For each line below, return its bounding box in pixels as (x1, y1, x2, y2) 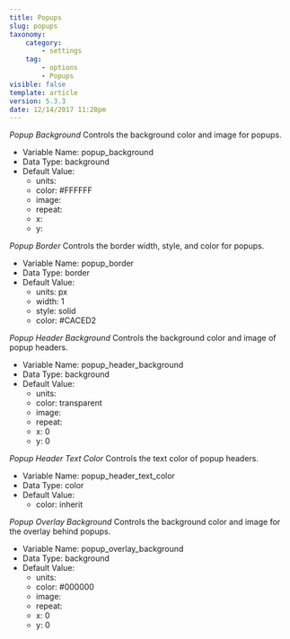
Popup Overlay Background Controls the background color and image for (9, 517, 281, 528)
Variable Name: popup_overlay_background (22, 544, 184, 555)
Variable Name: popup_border (22, 258, 135, 269)
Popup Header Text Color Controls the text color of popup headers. (9, 453, 259, 464)
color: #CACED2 (35, 315, 97, 326)
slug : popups (9, 22, 58, 31)
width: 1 (35, 296, 65, 307)
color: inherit (35, 499, 83, 510)
